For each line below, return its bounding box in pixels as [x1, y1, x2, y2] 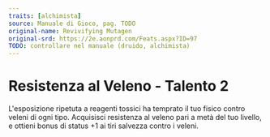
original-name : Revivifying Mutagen [8, 27, 132, 35]
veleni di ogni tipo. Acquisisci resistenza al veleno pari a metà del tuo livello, [8, 113, 262, 122]
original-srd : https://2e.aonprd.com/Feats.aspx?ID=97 [8, 34, 198, 43]
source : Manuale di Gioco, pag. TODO [8, 19, 136, 28]
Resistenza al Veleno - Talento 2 [8, 77, 229, 96]
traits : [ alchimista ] [8, 11, 82, 20]
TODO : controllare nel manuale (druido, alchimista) [8, 42, 191, 50]
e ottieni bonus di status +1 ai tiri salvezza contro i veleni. [8, 121, 199, 131]
